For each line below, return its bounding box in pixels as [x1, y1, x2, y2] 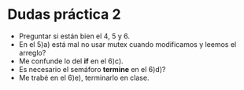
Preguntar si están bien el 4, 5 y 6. [18, 31, 131, 41]
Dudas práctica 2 [7, 5, 121, 23]
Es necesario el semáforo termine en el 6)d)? [18, 64, 166, 74]
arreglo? [18, 48, 46, 57]
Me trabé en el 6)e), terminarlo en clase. [18, 73, 150, 82]
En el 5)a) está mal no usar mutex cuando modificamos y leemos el [18, 39, 237, 49]
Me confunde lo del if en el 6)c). [18, 56, 124, 66]
